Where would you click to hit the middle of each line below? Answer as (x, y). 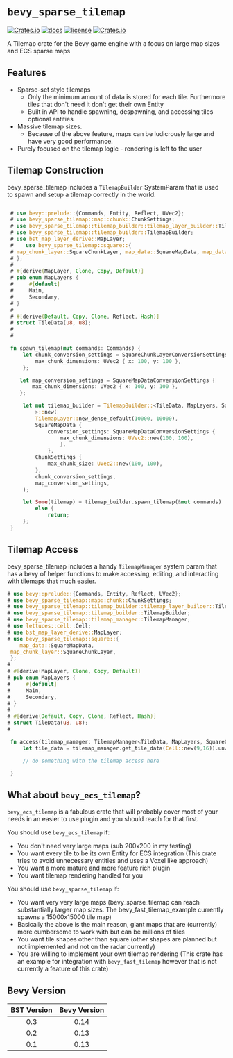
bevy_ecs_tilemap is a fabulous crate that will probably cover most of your (113, 812)
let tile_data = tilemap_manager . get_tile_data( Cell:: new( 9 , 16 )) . (120, 748)
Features (27, 73)
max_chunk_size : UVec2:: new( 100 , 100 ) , (105, 464)
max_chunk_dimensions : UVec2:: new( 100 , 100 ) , (127, 438)
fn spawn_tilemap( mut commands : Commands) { (75, 349)
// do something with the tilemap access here (91, 761)
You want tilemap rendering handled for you (80, 875)
